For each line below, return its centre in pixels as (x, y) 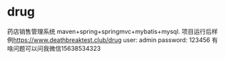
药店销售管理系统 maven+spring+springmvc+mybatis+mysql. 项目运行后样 (113, 31)
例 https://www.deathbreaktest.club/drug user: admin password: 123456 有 (113, 40)
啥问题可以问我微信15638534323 (54, 48)
